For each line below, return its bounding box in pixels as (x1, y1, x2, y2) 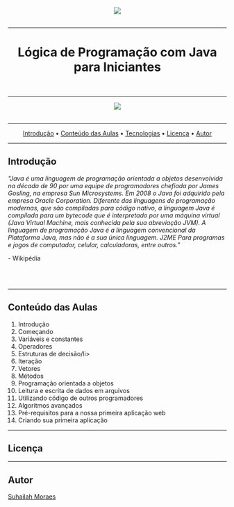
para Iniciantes (73, 59, 162, 75)
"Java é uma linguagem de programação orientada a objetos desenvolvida (8, 174, 223, 183)
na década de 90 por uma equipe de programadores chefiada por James (8, 181, 219, 190)
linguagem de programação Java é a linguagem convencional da (8, 226, 197, 234)
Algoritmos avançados (17, 401, 83, 409)
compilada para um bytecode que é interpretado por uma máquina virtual (8, 211, 220, 219)
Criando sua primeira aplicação (17, 416, 108, 424)
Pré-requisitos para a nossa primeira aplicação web (17, 408, 166, 417)
